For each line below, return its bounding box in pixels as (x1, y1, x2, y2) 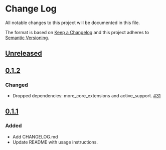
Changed (5, 81, 29, 88)
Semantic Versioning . (5, 35, 49, 41)
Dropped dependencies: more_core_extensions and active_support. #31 (12, 93, 161, 99)
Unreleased (5, 49, 43, 58)
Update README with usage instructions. (12, 139, 98, 145)
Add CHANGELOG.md (12, 133, 58, 139)
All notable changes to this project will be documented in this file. (5, 20, 140, 26)
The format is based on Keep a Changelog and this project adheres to (5, 29, 149, 35)
